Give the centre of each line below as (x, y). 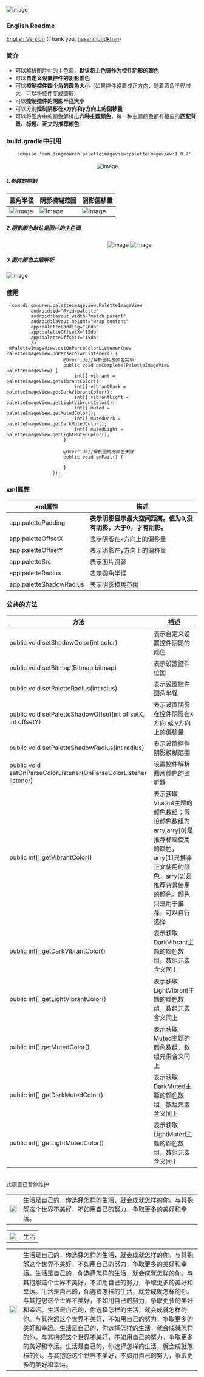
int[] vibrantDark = (100, 387)
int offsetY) (25, 721)
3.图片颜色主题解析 (30, 260)
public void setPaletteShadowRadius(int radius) (77, 748)
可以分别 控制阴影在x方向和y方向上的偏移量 (69, 108)
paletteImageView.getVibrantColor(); (54, 381)
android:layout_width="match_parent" (78, 316)
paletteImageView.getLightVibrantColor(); (61, 403)
